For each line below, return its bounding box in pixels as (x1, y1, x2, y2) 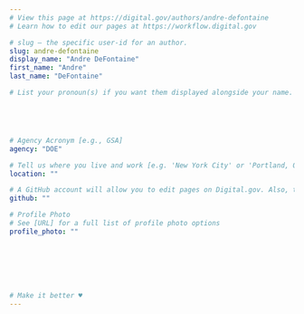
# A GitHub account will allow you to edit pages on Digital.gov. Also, (9, 186, 290, 195)
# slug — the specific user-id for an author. (9, 38, 188, 47)
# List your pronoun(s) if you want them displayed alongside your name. (9, 88, 294, 97)
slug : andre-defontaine (9, 46, 100, 55)
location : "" (9, 169, 59, 178)
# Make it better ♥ (9, 290, 83, 300)
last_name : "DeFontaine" (9, 71, 103, 81)
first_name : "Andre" (9, 63, 88, 72)
